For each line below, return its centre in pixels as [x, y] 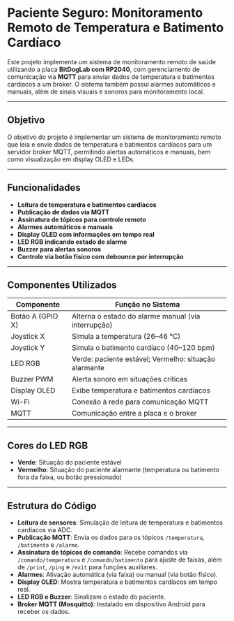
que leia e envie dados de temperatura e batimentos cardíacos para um [110, 144]
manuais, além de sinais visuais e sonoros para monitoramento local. [106, 92]
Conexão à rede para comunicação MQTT [140, 402]
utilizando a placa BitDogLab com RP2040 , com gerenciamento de [103, 69]
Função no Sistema [147, 305]
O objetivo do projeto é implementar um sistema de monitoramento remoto [114, 137]
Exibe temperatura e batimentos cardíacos [141, 390]
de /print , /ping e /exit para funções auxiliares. [87, 567]
